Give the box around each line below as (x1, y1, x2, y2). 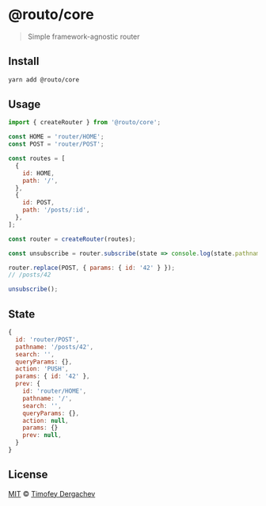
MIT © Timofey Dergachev (8, 489, 96, 498)
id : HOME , (22, 169, 55, 177)
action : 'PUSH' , (15, 365, 69, 373)
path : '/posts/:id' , (22, 206, 90, 215)
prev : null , (22, 432, 62, 439)
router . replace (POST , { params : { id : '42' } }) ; (8, 264, 176, 272)
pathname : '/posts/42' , (15, 343, 93, 351)
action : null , (22, 417, 69, 424)
